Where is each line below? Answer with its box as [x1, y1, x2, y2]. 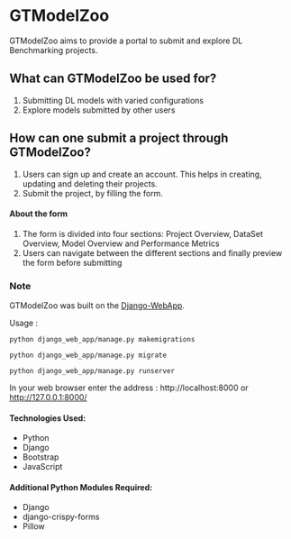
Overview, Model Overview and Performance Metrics [22, 238, 220, 249]
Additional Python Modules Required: [9, 481, 153, 492]
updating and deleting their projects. [22, 178, 158, 189]
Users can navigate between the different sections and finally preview [22, 247, 283, 258]
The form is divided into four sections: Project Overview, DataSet [22, 228, 264, 239]
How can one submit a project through [9, 131, 229, 146]
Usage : [9, 317, 39, 329]
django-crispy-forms [22, 511, 100, 523]
